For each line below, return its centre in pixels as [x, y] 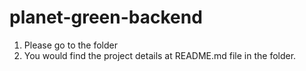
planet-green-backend [106, 17]
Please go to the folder [70, 45]
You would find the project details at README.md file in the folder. [160, 55]
